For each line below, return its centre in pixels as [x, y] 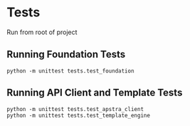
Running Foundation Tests [66, 54]
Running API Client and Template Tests [95, 93]
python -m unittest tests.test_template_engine [79, 115]
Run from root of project [42, 32]
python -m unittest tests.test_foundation [70, 71]
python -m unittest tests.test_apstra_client [75, 109]
